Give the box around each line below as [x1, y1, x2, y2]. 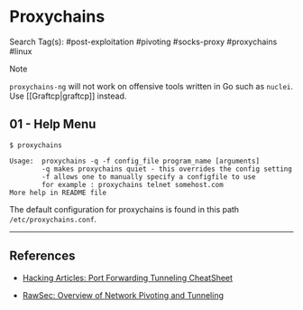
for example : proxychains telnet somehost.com [41, 180, 224, 189]
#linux [9, 45, 32, 56]
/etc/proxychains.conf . [9, 213, 97, 224]
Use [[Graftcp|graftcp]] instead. [9, 90, 127, 101]
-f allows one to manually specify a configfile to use [41, 172, 256, 182]
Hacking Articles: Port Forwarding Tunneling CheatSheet [22, 272, 233, 283]
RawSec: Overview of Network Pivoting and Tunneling [22, 289, 224, 300]
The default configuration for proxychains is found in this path [9, 203, 240, 214]
